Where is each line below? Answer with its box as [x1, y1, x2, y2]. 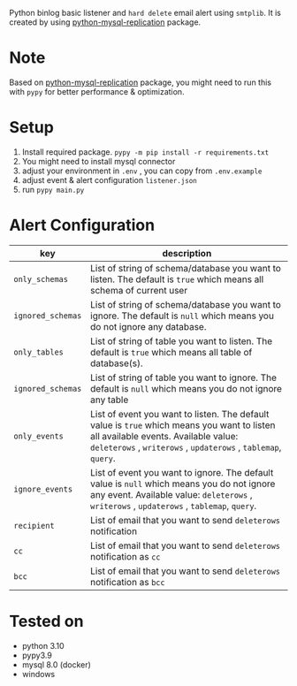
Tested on [9, 612, 84, 631]
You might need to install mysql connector [21, 156, 176, 166]
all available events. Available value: [89, 430, 239, 442]
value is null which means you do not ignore [89, 477, 276, 490]
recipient [13, 521, 55, 530]
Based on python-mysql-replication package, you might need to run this [9, 77, 272, 88]
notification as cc [89, 550, 161, 562]
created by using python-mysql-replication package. [9, 17, 202, 27]
